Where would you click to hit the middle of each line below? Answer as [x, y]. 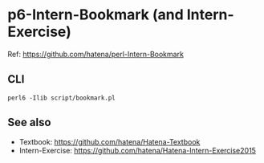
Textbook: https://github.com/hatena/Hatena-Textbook [110, 141]
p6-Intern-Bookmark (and [95, 15]
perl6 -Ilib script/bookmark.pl [61, 98]
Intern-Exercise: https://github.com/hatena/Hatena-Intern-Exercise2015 [137, 150]
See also [29, 122]
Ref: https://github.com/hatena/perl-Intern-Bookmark [95, 54]
